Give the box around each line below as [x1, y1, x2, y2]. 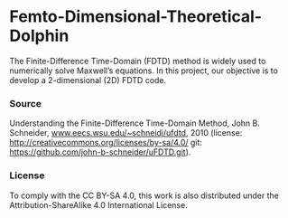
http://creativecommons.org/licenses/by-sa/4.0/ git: [9, 137, 203, 148]
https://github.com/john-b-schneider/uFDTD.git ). [9, 147, 191, 157]
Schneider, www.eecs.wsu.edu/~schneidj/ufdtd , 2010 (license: [9, 128, 243, 138]
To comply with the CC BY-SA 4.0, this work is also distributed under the [9, 190, 280, 201]
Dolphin [9, 25, 70, 46]
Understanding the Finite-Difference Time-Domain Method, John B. [9, 118, 260, 128]
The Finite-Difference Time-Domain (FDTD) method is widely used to [9, 55, 266, 66]
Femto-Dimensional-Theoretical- [9, 6, 263, 27]
